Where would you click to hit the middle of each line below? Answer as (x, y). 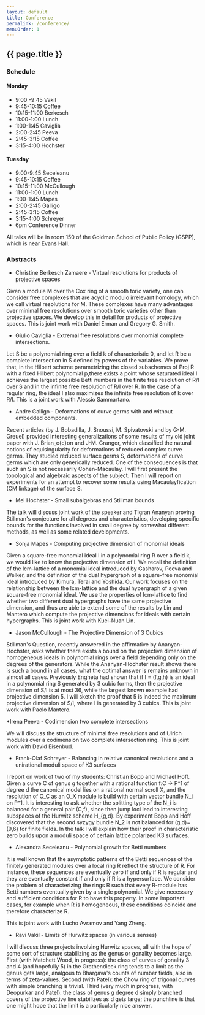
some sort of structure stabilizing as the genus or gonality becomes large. (99, 954)
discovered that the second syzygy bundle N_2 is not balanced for (90, 822)
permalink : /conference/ (38, 23)
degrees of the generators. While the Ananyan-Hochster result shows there (102, 664)
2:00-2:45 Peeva (36, 132)
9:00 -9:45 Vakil (35, 99)
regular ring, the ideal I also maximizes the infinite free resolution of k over (100, 393)
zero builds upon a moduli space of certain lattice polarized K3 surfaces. (98, 835)
